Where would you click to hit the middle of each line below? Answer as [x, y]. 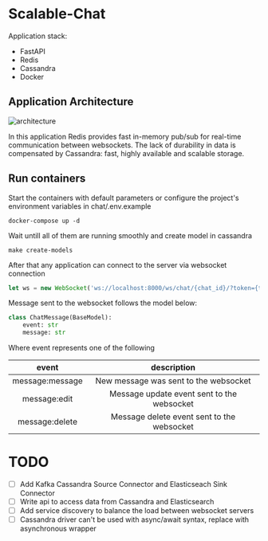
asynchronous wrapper [58, 529]
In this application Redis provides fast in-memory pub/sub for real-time [125, 136]
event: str [41, 325]
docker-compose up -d [44, 221]
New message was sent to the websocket [173, 381]
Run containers [47, 179]
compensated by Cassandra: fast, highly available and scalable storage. [126, 153]
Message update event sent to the [173, 394]
